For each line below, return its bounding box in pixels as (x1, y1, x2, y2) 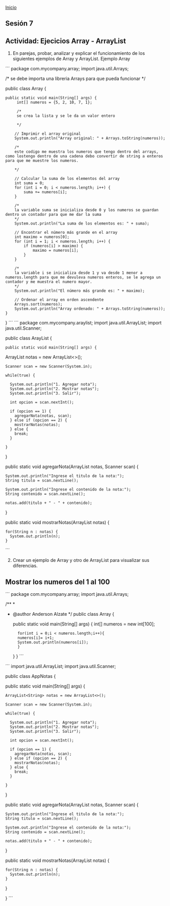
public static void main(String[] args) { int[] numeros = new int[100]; (12, 621, 155, 627)
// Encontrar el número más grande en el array (14, 230, 117, 235)
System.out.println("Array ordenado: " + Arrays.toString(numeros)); (14, 306, 166, 312)
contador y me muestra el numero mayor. (5, 279, 93, 285)
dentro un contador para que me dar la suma (5, 212, 102, 217)
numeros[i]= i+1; (17, 635, 55, 640)
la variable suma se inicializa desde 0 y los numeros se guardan (14, 208, 159, 213)
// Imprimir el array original (14, 131, 81, 136)
